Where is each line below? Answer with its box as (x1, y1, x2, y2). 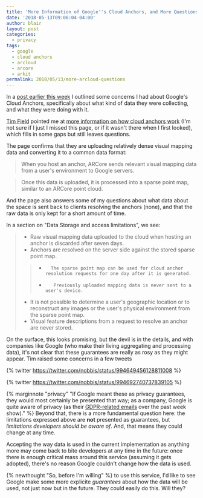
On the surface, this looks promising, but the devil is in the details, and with (6, 336, 193, 343)
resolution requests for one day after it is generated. (45, 271, 192, 277)
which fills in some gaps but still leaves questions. (6, 131, 131, 138)
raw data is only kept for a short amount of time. (6, 210, 126, 217)
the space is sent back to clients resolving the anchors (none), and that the (6, 204, 193, 211)
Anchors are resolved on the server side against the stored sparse (30, 246, 195, 253)
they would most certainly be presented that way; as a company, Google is (6, 397, 192, 404)
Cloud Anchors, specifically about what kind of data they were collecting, (6, 99, 189, 107)
